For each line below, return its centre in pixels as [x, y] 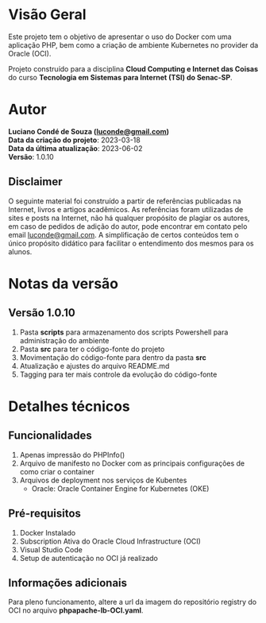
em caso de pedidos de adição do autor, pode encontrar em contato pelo [128, 226]
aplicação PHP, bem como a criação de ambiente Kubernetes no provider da [133, 44]
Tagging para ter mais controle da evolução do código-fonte [118, 374]
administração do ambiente [64, 340]
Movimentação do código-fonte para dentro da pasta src [113, 357]
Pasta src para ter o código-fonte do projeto [92, 349]
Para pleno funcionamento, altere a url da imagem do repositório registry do [132, 602]
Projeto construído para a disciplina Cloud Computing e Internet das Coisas [133, 68]
